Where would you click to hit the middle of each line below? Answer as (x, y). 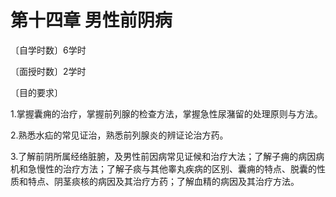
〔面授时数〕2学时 (48, 71)
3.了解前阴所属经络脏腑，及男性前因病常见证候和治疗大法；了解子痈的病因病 (167, 156)
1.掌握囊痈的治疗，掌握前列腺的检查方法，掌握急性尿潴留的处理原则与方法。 (166, 113)
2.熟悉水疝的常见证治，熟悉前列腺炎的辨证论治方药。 (119, 135)
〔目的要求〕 (36, 92)
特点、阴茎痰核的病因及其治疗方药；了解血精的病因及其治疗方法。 (163, 181)
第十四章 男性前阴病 (91, 20)
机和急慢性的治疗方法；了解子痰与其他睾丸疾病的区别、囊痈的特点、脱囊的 (163, 168)
